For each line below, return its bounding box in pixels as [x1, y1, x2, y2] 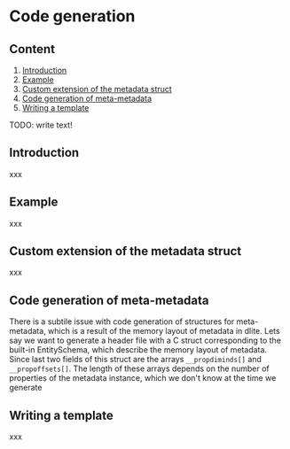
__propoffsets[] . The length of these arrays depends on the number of [9, 363, 270, 374]
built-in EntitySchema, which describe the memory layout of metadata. [9, 344, 268, 355]
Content [9, 42, 56, 57]
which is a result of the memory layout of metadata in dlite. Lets [47, 326, 281, 337]
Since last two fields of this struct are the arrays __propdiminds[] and [9, 354, 262, 365]
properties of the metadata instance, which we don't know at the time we [9, 373, 277, 383]
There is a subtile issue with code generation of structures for [9, 316, 235, 327]
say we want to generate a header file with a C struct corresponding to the [9, 335, 282, 346]
